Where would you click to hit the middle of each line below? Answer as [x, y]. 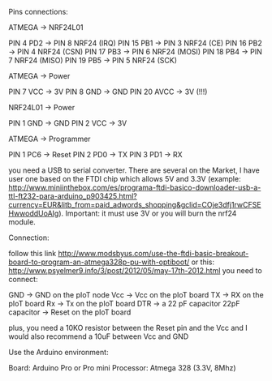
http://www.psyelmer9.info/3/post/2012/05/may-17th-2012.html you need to [135, 270]
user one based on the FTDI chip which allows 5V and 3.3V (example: [125, 179]
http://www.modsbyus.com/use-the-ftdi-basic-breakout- [153, 253]
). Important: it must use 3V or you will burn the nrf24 [147, 213]
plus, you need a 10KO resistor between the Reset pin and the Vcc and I [128, 328]
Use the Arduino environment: [58, 352]
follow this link [32, 253]
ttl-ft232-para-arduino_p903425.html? [73, 196]
